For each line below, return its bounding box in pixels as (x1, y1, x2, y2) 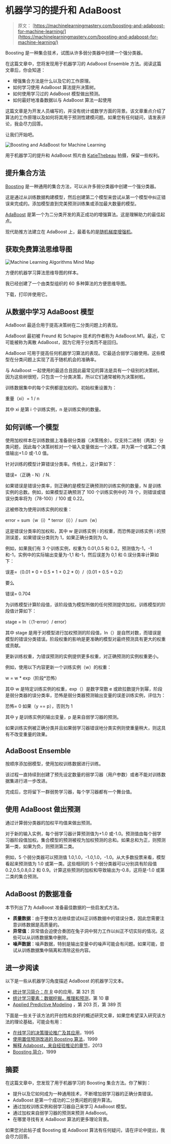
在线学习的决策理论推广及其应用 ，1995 (12, 1029, 95, 1036)
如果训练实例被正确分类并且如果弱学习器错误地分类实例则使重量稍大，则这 (5, 725, 161, 731)
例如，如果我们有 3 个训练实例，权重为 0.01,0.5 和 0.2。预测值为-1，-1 (5, 545, 152, 552)
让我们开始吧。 (5, 131, 37, 138)
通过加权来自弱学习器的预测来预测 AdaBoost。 (12, 1110, 110, 1116)
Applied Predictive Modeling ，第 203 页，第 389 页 (12, 1001, 122, 1008)
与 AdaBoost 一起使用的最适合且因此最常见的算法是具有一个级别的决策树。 (5, 368, 162, 374)
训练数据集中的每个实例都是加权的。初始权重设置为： (5, 384, 117, 391)
